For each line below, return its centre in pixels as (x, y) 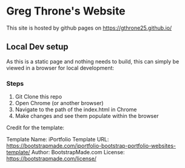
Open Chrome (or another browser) (59, 103)
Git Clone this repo (39, 97)
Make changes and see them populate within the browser (87, 116)
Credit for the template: (35, 128)
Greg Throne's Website (66, 11)
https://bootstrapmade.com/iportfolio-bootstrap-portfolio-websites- (91, 146)
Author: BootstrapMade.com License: (78, 152)
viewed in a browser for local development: (60, 68)
